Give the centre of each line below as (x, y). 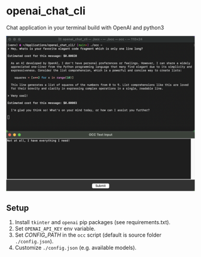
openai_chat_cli (46, 11)
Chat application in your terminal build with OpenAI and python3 (85, 27)
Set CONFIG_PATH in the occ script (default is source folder (88, 235)
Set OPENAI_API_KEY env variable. (55, 229)
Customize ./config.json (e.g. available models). (75, 248)
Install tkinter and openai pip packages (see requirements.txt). (92, 222)
